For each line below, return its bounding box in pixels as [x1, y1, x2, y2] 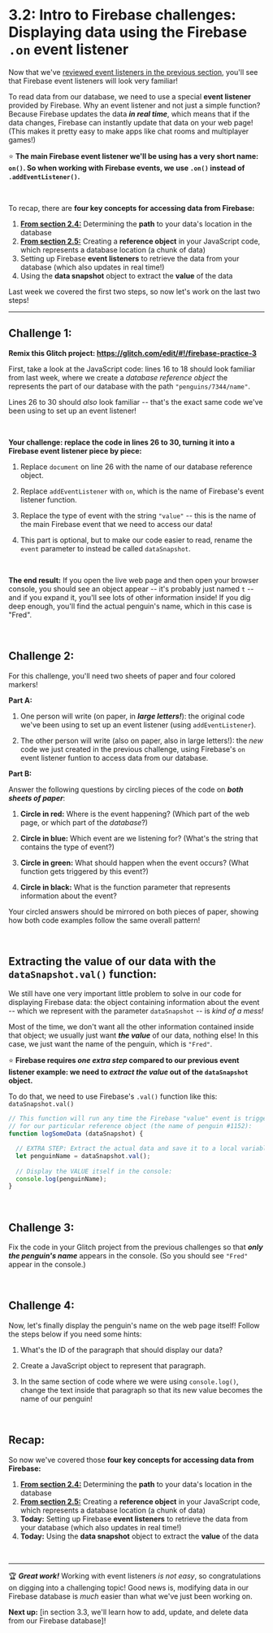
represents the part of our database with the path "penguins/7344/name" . [8, 381, 250, 391]
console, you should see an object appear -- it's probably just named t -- [8, 584, 254, 594]
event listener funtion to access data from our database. [19, 753, 209, 762]
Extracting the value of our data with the [8, 955, 217, 968]
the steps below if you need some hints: [8, 1329, 142, 1339]
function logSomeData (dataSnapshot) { [8, 1130, 144, 1138]
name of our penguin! [19, 1394, 93, 1403]
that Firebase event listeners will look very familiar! [8, 76, 179, 86]
